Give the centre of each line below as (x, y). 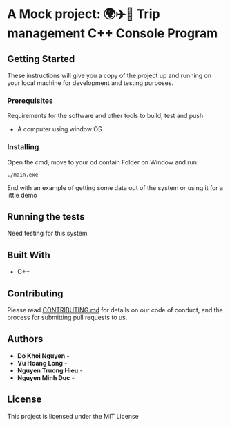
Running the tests (46, 217)
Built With (29, 255)
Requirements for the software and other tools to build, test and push (105, 116)
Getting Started (41, 59)
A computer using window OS (59, 129)
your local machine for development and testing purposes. (90, 83)
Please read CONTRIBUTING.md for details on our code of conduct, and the (115, 310)
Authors (25, 339)
